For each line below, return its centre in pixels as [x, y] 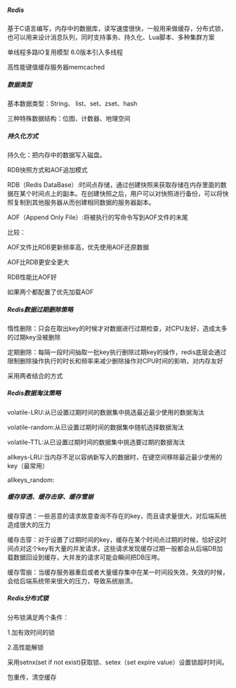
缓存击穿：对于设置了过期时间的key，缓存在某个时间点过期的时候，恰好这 [114, 539]
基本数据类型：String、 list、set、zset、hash [72, 103]
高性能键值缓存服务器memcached [56, 67]
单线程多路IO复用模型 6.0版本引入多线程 [65, 52]
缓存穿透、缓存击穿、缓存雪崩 [50, 497]
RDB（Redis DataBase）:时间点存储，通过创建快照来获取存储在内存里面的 [114, 184]
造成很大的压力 [29, 524]
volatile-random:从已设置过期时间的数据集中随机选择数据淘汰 [96, 427]
